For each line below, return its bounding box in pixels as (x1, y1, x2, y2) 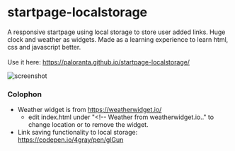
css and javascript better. (7, 43, 81, 51)
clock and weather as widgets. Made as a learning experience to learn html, (7, 35, 229, 43)
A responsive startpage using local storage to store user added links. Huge (7, 28, 226, 36)
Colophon (7, 89, 42, 99)
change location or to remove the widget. (28, 121, 149, 129)
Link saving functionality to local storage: (17, 128, 138, 137)
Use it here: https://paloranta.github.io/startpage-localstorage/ (7, 57, 190, 66)
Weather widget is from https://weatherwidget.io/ (17, 106, 162, 114)
